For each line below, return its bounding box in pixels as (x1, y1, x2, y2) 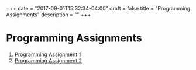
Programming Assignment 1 (14, 51, 81, 58)
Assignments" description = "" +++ (6, 11, 91, 18)
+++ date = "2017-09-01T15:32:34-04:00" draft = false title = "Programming (6, 5, 191, 12)
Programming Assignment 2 (14, 57, 82, 64)
